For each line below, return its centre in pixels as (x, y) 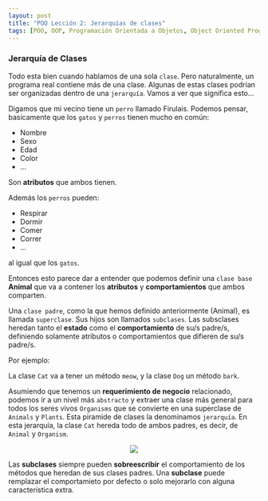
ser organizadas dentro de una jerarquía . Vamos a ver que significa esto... (131, 93)
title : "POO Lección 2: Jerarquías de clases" (87, 23)
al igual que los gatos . (44, 263)
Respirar (33, 213)
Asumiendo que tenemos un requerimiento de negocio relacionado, (120, 391)
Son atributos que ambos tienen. (63, 182)
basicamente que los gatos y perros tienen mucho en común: (109, 117)
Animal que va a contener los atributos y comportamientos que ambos (127, 287)
